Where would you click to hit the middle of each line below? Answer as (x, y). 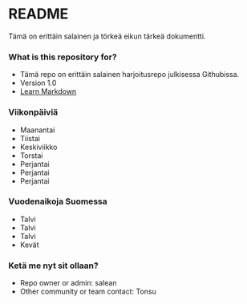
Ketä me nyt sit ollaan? (53, 265)
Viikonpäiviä (33, 112)
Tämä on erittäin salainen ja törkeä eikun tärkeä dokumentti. (107, 36)
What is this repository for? (63, 57)
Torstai (31, 155)
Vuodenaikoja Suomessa (58, 201)
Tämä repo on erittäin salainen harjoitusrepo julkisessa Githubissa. (130, 75)
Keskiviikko (38, 147)
